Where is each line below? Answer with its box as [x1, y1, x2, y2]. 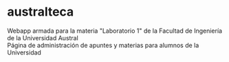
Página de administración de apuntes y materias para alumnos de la [7, 41, 199, 49]
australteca [7, 4, 74, 20]
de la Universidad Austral [7, 33, 79, 42]
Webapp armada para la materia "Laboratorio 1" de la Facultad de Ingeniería [7, 27, 222, 35]
